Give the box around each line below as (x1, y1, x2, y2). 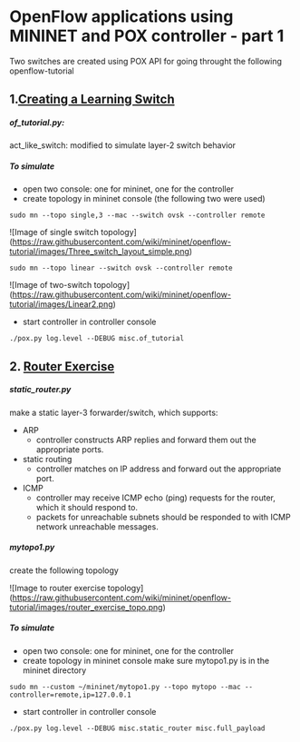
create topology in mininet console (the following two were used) (22, 193, 266, 204)
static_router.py (9, 384, 72, 395)
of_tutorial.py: (9, 116, 65, 128)
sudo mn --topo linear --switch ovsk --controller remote (9, 263, 233, 273)
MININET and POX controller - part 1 (9, 25, 285, 46)
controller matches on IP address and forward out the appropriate (35, 463, 282, 474)
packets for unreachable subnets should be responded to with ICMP (35, 511, 292, 522)
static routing (22, 453, 73, 464)
